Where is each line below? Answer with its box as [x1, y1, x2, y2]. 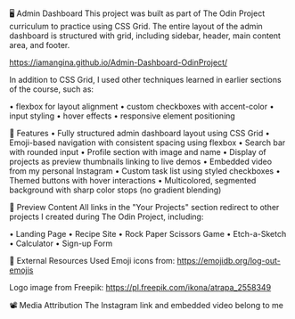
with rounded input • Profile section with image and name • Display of [9, 147, 266, 157]
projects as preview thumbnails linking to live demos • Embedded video [9, 156, 273, 167]
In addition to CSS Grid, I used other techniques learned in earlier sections [9, 75, 283, 85]
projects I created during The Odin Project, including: [9, 211, 204, 222]
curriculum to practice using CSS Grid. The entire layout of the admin [9, 21, 263, 31]
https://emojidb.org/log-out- [176, 256, 281, 266]
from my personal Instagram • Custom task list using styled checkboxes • [9, 166, 281, 176]
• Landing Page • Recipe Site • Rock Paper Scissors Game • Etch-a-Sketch [9, 229, 287, 239]
